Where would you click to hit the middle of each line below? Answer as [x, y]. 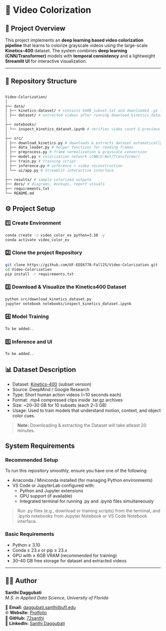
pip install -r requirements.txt [40, 274]
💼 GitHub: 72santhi [25, 618]
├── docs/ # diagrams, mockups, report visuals [55, 184]
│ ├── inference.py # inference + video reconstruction [64, 166]
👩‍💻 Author [21, 581]
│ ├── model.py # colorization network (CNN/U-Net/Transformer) [73, 157]
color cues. [24, 415]
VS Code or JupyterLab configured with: [53, 485]
